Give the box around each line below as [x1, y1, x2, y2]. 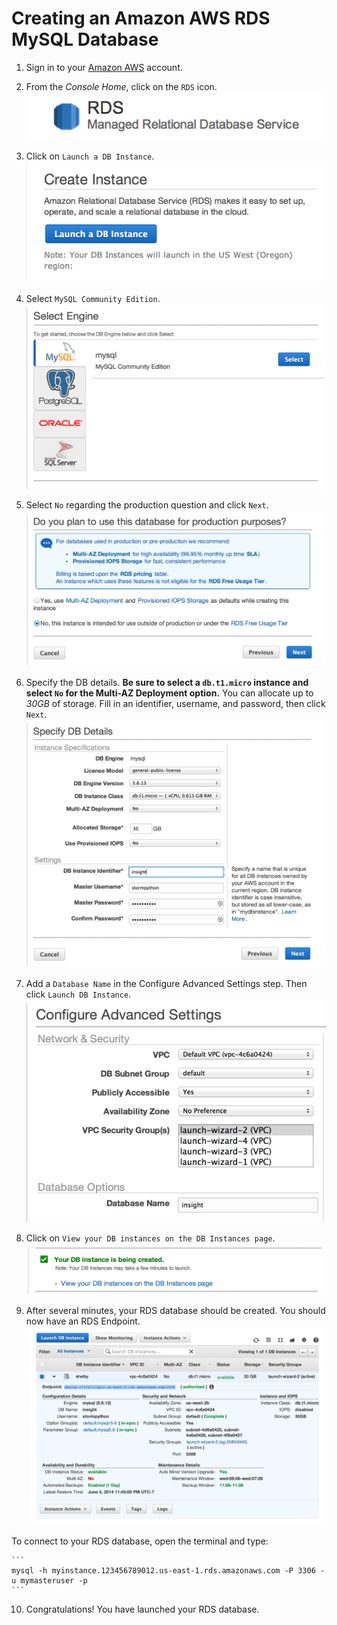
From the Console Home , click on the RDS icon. [25, 80, 218, 92]
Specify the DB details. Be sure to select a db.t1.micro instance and [25, 677, 309, 689]
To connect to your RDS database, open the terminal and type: [11, 1535, 269, 1547]
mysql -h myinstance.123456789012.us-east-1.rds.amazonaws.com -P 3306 [11, 1566, 316, 1576]
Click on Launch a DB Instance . [25, 150, 155, 162]
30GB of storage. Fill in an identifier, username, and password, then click [25, 698, 326, 710]
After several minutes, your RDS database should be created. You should [25, 1305, 326, 1317]
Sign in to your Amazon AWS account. [25, 61, 183, 73]
